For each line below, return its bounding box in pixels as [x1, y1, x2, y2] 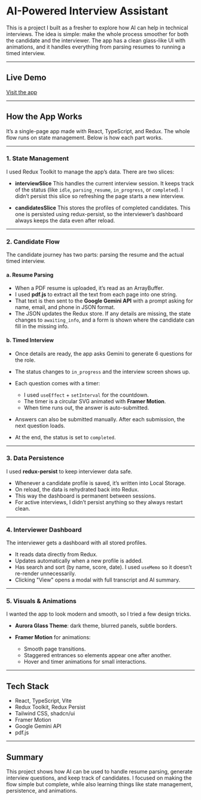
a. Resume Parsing [6, 271, 54, 278]
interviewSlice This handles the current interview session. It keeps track [14, 179, 194, 187]
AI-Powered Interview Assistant [6, 4, 169, 18]
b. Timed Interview [6, 336, 54, 343]
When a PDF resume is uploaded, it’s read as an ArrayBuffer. [14, 284, 165, 292]
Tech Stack [6, 681, 49, 691]
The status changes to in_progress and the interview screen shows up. [14, 368, 190, 375]
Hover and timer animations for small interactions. [23, 658, 147, 666]
